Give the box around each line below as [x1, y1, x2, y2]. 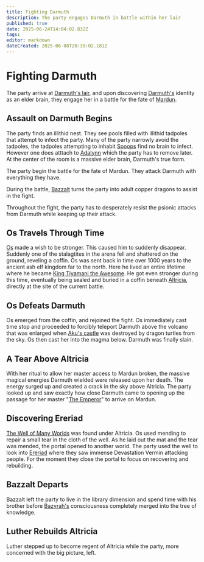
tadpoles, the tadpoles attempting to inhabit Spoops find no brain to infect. [6, 142, 194, 150]
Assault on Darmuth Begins [6, 113, 113, 124]
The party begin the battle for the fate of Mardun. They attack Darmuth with [6, 167, 197, 174]
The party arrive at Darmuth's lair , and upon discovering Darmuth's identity [6, 89, 195, 96]
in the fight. [6, 192, 35, 199]
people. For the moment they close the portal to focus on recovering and [6, 455, 189, 463]
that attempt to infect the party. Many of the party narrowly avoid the [6, 136, 179, 143]
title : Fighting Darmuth [6, 9, 69, 15]
